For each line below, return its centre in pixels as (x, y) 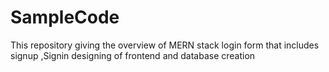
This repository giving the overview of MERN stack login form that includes (165, 45)
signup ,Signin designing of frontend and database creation (133, 55)
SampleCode (65, 17)
